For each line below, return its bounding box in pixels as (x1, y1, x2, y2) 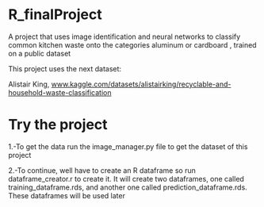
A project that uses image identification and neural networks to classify (8, 32, 241, 41)
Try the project (8, 116, 109, 134)
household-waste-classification (8, 87, 112, 97)
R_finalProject (8, 6, 102, 24)
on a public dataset (8, 48, 71, 58)
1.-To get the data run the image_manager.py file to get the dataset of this (8, 141, 248, 151)
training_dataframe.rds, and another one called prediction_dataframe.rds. (8, 182, 247, 192)
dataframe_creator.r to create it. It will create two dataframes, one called (8, 174, 244, 183)
